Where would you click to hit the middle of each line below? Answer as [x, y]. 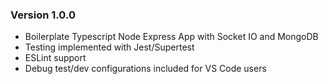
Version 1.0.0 [43, 15]
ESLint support [55, 58]
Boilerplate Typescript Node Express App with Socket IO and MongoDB [171, 37]
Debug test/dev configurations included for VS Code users [145, 69]
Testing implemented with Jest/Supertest [109, 47]
